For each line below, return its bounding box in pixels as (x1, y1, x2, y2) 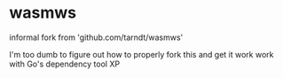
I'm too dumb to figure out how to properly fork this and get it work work (9, 49, 274, 59)
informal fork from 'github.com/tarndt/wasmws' (9, 32, 184, 43)
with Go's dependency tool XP (9, 58, 121, 69)
